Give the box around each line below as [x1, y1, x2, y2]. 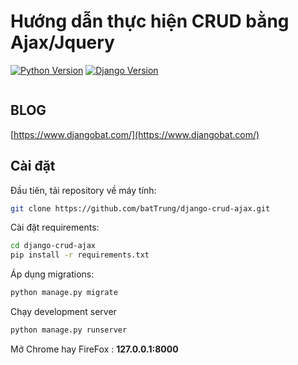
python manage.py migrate [10, 288, 118, 298]
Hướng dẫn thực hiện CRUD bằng [10, 10, 290, 33]
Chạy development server [10, 306, 117, 318]
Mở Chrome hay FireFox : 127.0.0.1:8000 [10, 343, 179, 355]
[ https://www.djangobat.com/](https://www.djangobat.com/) [10, 128, 260, 140]
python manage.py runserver [10, 325, 128, 335]
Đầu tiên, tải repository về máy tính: [10, 184, 157, 196]
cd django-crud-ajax [10, 241, 97, 251]
